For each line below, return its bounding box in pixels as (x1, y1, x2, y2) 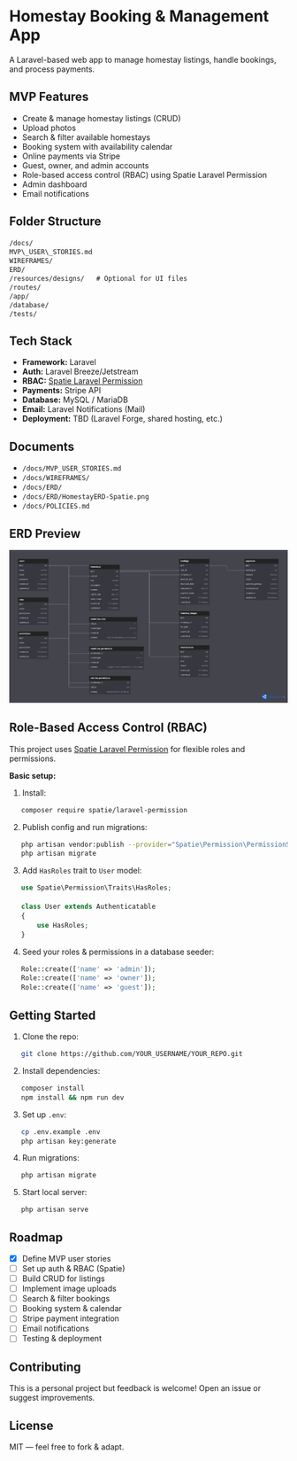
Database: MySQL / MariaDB (21, 394, 128, 405)
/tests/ (9, 309, 38, 318)
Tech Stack (9, 333, 72, 348)
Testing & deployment (21, 1333, 102, 1344)
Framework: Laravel (21, 357, 97, 368)
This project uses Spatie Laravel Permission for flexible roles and (9, 743, 246, 754)
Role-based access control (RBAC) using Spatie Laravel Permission (21, 169, 268, 180)
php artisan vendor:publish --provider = (20, 840, 172, 849)
